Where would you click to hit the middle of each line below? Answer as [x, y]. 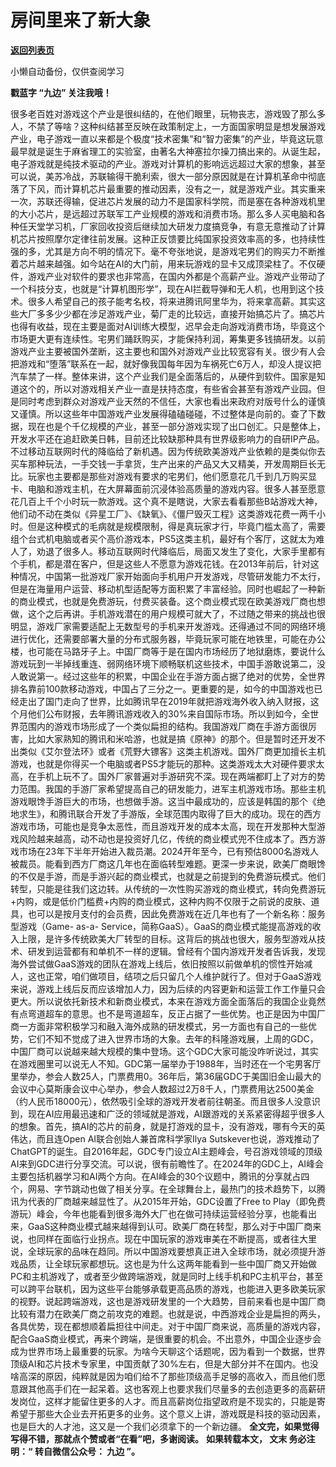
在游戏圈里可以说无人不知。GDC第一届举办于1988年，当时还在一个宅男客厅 [166, 1063]
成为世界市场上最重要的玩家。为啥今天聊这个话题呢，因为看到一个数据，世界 [168, 1351]
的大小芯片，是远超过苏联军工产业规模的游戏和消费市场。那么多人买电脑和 [163, 213]
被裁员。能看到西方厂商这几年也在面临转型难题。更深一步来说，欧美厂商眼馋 [168, 863]
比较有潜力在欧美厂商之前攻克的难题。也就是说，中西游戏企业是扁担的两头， [168, 1313]
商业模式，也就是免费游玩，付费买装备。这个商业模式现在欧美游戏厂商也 [167, 601]
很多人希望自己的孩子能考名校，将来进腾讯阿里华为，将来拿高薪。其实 [172, 301]
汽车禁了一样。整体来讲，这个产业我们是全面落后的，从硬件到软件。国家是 [163, 376]
